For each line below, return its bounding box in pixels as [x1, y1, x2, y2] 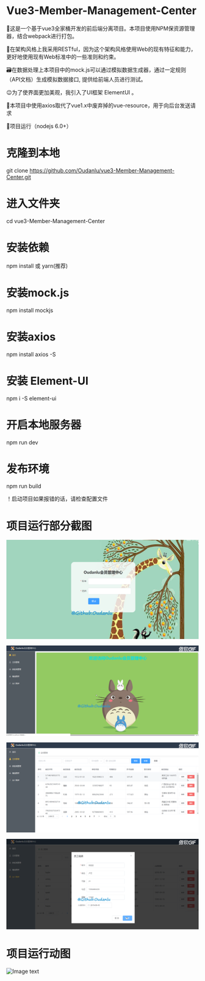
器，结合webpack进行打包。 [6, 32, 78, 40]
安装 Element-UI [6, 374, 88, 388]
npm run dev [6, 439, 38, 446]
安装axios [6, 330, 56, 344]
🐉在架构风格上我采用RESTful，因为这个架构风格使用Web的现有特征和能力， [6, 45, 196, 53]
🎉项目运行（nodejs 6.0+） [6, 122, 72, 129]
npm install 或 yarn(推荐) [6, 262, 68, 270]
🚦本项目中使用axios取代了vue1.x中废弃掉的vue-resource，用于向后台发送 [6, 102, 191, 109]
